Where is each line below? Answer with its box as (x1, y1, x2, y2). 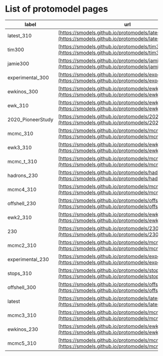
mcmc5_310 (7, 339, 37, 346)
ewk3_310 (7, 144, 32, 151)
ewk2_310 (7, 214, 32, 221)
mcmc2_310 (7, 242, 37, 249)
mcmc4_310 (7, 186, 37, 193)
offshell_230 (7, 200, 36, 207)
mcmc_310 (7, 130, 33, 137)
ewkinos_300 (7, 88, 38, 95)
